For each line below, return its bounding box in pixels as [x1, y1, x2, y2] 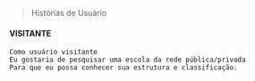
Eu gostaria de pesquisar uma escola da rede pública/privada [9, 55, 246, 65]
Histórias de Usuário [30, 8, 107, 18]
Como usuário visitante [9, 48, 98, 57]
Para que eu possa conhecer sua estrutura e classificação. [9, 63, 239, 72]
